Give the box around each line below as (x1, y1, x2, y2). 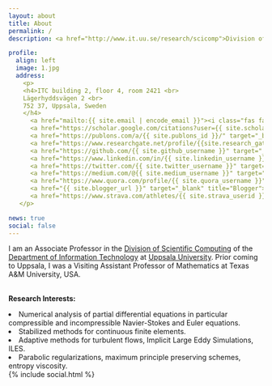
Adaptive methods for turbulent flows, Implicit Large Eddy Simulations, (19, 335, 253, 345)
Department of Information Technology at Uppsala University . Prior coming (8, 252, 258, 262)
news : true (8, 214, 45, 223)
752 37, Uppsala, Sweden (23, 102, 107, 110)
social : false (8, 222, 57, 230)
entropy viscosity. (8, 361, 68, 371)
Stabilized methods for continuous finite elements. (19, 327, 186, 337)
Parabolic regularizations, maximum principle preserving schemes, (19, 353, 241, 363)
